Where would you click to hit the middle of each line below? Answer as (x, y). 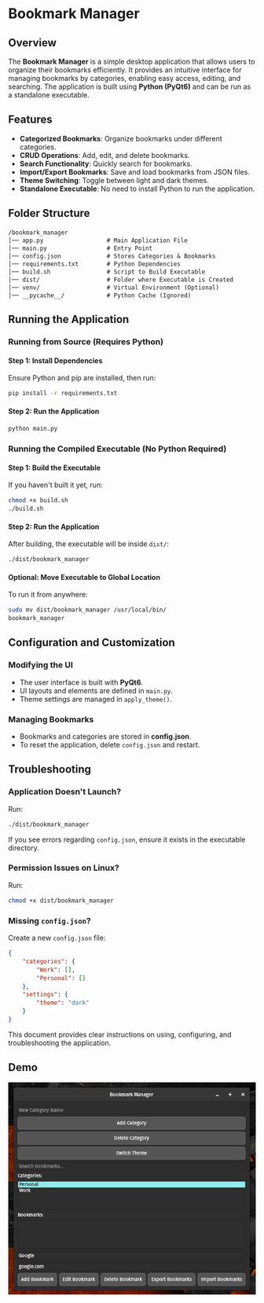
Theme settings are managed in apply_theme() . (96, 699)
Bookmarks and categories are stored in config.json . (105, 736)
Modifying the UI (40, 665)
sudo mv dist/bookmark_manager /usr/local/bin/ (88, 610)
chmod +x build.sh (38, 501)
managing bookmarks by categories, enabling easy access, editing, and (125, 78)
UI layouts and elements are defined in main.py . (96, 690)
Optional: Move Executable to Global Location (84, 577)
